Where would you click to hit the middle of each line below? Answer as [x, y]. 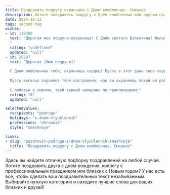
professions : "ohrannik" [36, 123]
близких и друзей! [25, 187]
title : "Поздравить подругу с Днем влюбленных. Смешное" [71, 146]
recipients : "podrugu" [34, 113]
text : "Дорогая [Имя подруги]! [43, 62]
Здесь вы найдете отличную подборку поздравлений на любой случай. [83, 161]
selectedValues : [22, 109]
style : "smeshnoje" [30, 127]
